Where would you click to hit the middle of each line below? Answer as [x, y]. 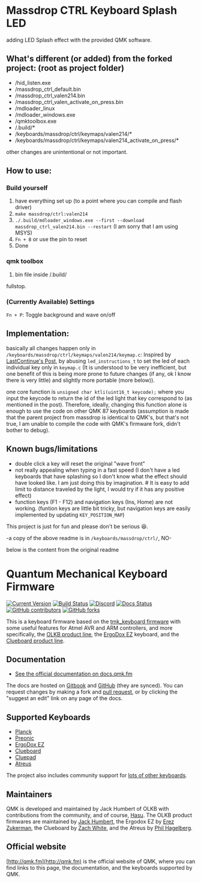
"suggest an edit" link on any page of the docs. [64, 698]
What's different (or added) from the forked [89, 59]
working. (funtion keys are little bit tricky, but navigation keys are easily [103, 508]
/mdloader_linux [35, 108]
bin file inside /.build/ [41, 274]
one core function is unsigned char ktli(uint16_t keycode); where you [95, 392]
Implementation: [38, 334]
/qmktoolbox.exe [36, 121]
